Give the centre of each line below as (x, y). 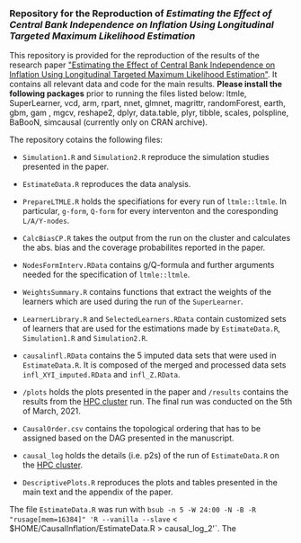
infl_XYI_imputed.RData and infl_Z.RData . (101, 375)
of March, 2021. (51, 411)
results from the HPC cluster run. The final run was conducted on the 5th (157, 402)
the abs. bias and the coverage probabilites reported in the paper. (144, 248)
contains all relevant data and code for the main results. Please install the (146, 85)
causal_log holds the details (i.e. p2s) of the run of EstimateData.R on (151, 456)
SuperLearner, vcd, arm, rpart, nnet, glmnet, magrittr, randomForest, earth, (147, 103)
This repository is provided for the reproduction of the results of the (135, 56)
